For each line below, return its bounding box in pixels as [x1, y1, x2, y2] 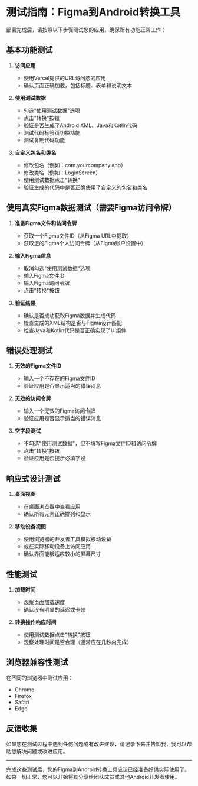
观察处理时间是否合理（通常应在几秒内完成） [23, 639, 133, 645]
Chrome [14, 686, 35, 693]
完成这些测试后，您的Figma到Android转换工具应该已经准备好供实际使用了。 [6, 766, 190, 773]
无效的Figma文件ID [14, 362, 62, 369]
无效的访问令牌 [14, 395, 51, 402]
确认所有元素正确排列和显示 [23, 511, 91, 518]
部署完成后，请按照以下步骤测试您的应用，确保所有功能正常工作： [6, 26, 166, 33]
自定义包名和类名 [14, 149, 57, 156]
